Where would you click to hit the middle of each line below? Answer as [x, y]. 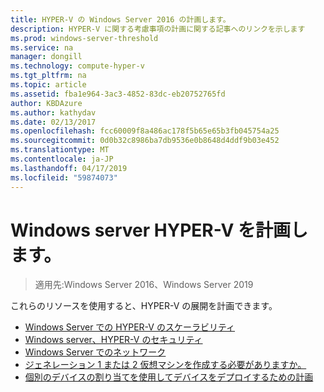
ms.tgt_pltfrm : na [48, 76]
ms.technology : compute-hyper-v [77, 66]
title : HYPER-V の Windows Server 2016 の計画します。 [120, 19]
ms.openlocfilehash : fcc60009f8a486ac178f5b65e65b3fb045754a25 [145, 131]
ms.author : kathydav [53, 112]
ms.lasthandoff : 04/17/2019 [69, 168]
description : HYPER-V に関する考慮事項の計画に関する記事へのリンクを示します [158, 29]
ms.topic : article [48, 85]
